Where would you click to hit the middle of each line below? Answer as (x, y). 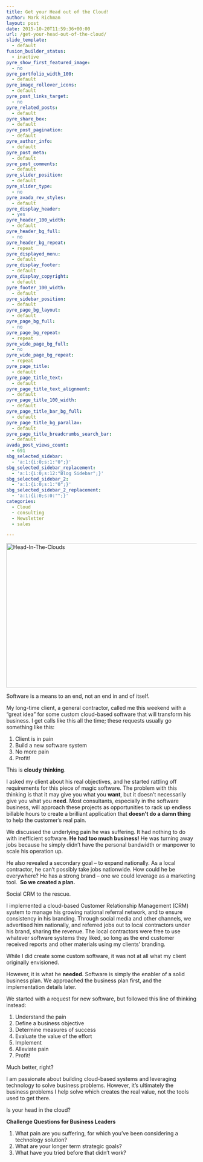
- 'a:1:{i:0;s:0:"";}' (40, 496)
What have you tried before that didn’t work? (71, 1153)
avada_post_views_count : (37, 445)
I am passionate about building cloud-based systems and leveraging (91, 1079)
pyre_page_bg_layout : (34, 310)
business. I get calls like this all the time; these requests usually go (89, 721)
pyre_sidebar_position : (36, 299)
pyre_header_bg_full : (34, 231)
